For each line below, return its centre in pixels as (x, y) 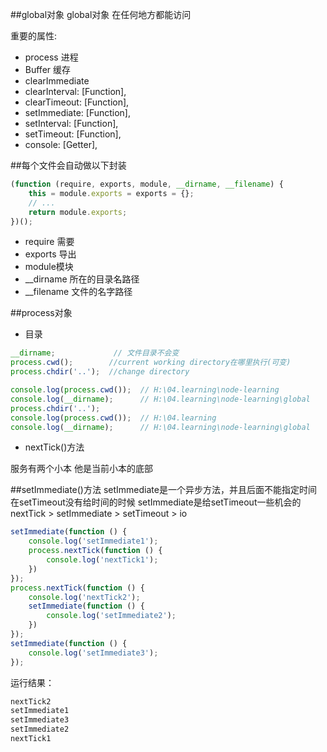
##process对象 (41, 313)
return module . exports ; (78, 212)
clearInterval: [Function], (75, 91)
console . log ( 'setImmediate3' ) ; (93, 653)
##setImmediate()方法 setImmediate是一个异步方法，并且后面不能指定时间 (163, 490)
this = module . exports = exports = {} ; (111, 193)
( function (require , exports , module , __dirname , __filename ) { (147, 184)
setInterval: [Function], (71, 123)
